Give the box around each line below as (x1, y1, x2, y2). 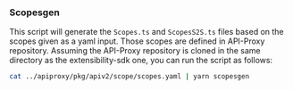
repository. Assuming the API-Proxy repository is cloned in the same (9, 45, 261, 56)
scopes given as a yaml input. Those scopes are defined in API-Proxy (9, 36, 265, 46)
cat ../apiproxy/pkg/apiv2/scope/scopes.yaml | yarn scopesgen (9, 72, 250, 81)
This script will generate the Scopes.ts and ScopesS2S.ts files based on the (9, 27, 284, 37)
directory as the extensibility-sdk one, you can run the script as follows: (9, 55, 273, 66)
